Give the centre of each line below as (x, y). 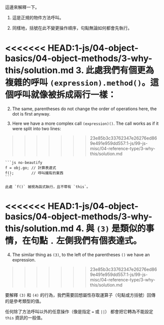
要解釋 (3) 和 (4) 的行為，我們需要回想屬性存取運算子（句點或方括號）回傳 (80, 295)
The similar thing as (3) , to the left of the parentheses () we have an (81, 255)
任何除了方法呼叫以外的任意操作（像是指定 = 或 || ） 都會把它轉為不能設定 (79, 311)
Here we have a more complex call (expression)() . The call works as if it (85, 123)
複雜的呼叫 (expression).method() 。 (78, 83)
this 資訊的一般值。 (25, 318)
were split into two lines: (36, 128)
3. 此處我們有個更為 (115, 70)
